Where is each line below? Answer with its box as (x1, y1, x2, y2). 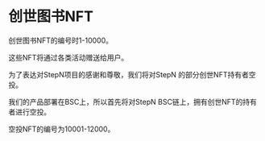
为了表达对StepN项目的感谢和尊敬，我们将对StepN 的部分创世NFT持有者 (8, 69, 250, 79)
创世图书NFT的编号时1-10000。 (8, 35, 114, 45)
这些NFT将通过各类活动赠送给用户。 (8, 52, 129, 62)
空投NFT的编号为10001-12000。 (8, 124, 115, 134)
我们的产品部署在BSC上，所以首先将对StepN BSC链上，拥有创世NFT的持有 (8, 97, 258, 106)
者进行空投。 (8, 106, 51, 117)
